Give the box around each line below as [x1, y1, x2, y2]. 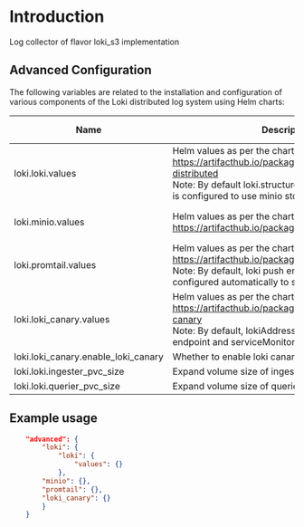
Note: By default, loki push [172, 264, 285, 277]
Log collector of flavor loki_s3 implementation [9, 36, 179, 47]
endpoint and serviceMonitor [172, 335, 296, 348]
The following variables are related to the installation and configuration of [9, 86, 283, 97]
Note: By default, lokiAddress [172, 324, 297, 337]
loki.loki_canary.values [14, 312, 110, 325]
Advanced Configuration [9, 62, 152, 78]
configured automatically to [172, 275, 290, 288]
